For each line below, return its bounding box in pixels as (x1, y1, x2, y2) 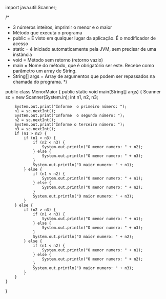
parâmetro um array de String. (12, 68, 77, 74)
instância (12, 51, 32, 57)
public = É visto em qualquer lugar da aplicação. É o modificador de (12, 35, 156, 41)
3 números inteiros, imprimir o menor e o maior (12, 24, 112, 30)
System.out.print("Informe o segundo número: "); (14, 113, 125, 118)
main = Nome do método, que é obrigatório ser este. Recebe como (12, 63, 155, 68)
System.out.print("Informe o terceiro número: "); (14, 122, 125, 127)
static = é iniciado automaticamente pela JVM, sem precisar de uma (12, 46, 157, 52)
